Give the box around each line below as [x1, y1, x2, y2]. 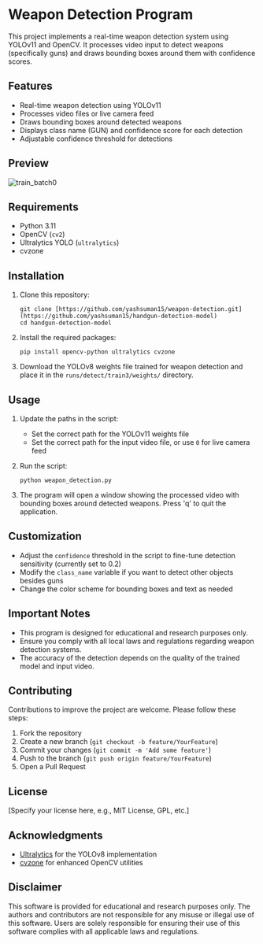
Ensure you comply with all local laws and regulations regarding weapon [19, 636, 254, 646]
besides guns [19, 576, 64, 585]
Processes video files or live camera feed [19, 109, 154, 118]
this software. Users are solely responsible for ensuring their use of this [8, 918, 240, 927]
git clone [19, 305, 53, 313]
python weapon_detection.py [19, 476, 112, 484]
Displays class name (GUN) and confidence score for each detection [19, 125, 243, 135]
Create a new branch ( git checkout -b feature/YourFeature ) [19, 737, 219, 746]
